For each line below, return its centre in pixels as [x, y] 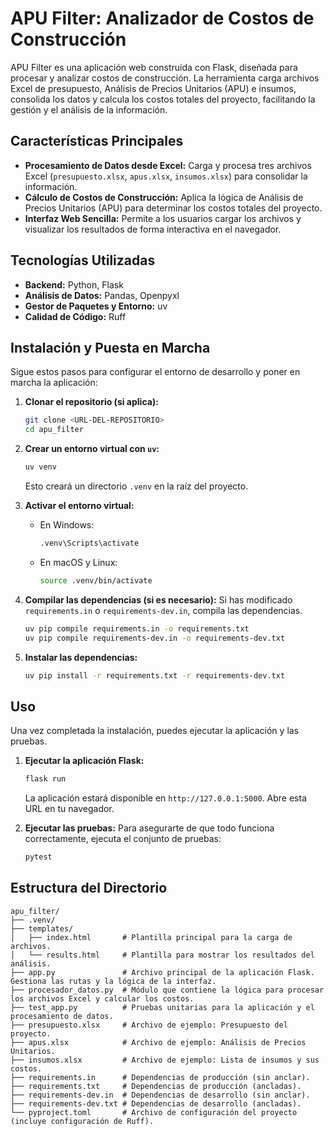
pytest [38, 857]
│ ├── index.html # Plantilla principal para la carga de [151, 937]
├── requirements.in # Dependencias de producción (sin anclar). [160, 1077]
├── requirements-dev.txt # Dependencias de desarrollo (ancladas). [156, 1103]
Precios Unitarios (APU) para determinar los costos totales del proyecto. [173, 208]
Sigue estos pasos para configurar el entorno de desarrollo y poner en [155, 372]
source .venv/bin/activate [96, 580]
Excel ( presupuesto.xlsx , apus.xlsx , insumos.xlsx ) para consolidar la [166, 176]
